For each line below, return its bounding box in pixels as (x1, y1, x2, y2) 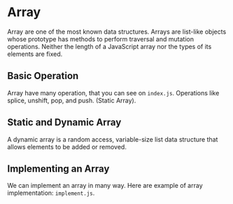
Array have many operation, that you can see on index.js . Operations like (7, 88, 220, 97)
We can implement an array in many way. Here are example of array (7, 182, 203, 190)
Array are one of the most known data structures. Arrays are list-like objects (7, 27, 227, 36)
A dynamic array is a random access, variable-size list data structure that (7, 135, 218, 144)
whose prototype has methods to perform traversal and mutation (7, 34, 195, 43)
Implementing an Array (7, 163, 110, 175)
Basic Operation (7, 70, 79, 82)
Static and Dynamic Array (7, 116, 122, 128)
